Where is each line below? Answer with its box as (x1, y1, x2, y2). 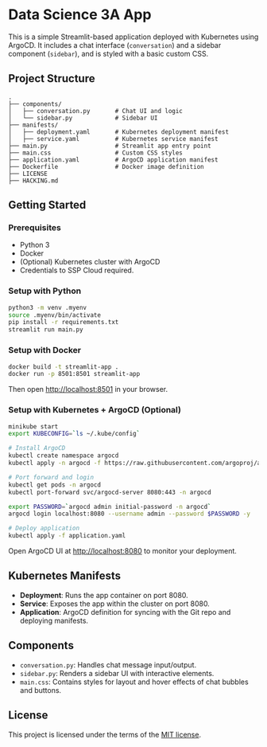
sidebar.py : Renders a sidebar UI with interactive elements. (19, 668, 215, 678)
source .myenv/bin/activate (8, 311, 102, 319)
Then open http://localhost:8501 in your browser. (8, 385, 168, 394)
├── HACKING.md (8, 177, 59, 185)
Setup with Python (8, 285, 82, 296)
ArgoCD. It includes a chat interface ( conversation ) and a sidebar (8, 40, 222, 49)
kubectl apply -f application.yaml (8, 532, 126, 540)
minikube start (8, 422, 59, 431)
